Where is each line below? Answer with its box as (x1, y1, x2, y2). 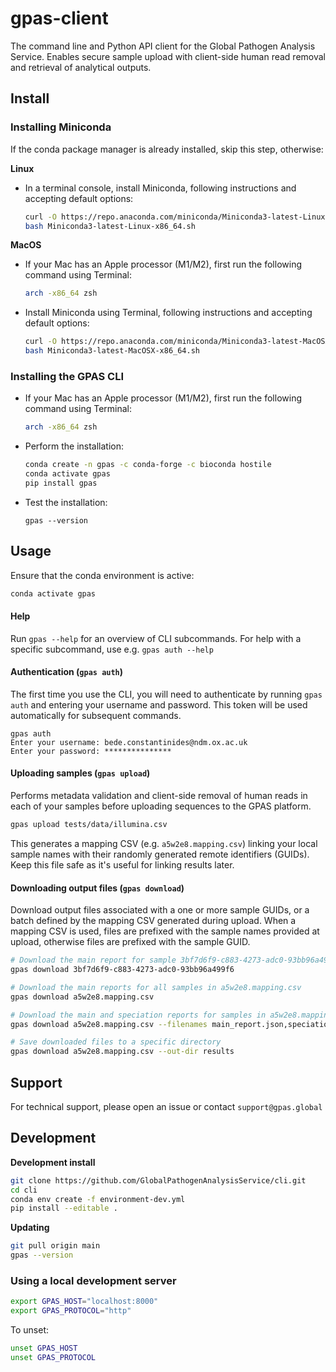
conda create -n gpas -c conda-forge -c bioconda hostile (24, 460, 272, 470)
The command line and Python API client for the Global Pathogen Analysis (10, 40, 316, 52)
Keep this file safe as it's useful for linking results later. (10, 858, 235, 871)
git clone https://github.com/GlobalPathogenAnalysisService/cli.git (10, 1175, 307, 1186)
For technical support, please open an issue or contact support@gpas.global (10, 1100, 323, 1112)
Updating (10, 1222, 50, 1234)
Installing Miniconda (10, 120, 112, 134)
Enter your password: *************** (10, 746, 172, 756)
